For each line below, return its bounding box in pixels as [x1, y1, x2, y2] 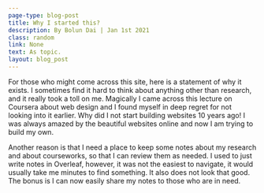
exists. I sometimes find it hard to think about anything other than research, [8, 85, 252, 95]
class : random [8, 33, 55, 42]
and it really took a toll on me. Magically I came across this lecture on [8, 94, 232, 103]
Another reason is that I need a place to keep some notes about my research [8, 143, 257, 152]
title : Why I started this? [8, 19, 101, 27]
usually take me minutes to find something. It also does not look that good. [8, 167, 251, 177]
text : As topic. [8, 48, 61, 56]
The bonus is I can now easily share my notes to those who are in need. [8, 176, 241, 185]
